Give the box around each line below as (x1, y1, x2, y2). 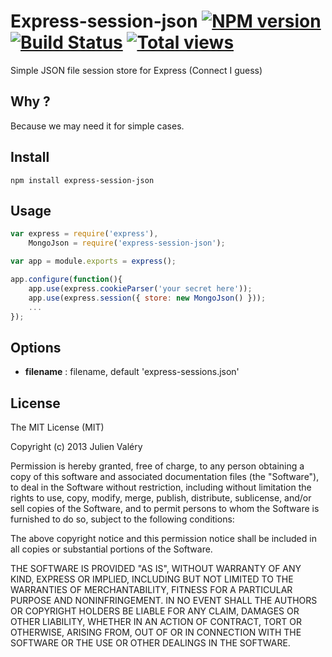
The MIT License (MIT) (10, 421, 105, 433)
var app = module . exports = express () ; (10, 256, 177, 267)
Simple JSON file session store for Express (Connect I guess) (10, 64, 263, 76)
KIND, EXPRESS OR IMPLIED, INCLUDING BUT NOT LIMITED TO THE (10, 573, 294, 585)
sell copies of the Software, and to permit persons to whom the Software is (10, 503, 320, 514)
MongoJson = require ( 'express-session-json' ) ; (28, 238, 226, 249)
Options (10, 339, 62, 356)
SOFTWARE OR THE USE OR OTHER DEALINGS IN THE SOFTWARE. (10, 637, 291, 649)
